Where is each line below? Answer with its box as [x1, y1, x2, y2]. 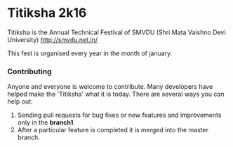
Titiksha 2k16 [7, 5, 87, 21]
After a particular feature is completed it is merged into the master [17, 126, 209, 134]
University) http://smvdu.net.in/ [7, 35, 98, 43]
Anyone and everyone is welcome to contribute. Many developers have [7, 83, 213, 91]
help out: [7, 97, 33, 106]
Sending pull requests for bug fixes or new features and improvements [17, 111, 222, 120]
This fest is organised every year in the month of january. [7, 49, 173, 57]
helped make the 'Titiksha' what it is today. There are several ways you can [7, 90, 225, 99]
